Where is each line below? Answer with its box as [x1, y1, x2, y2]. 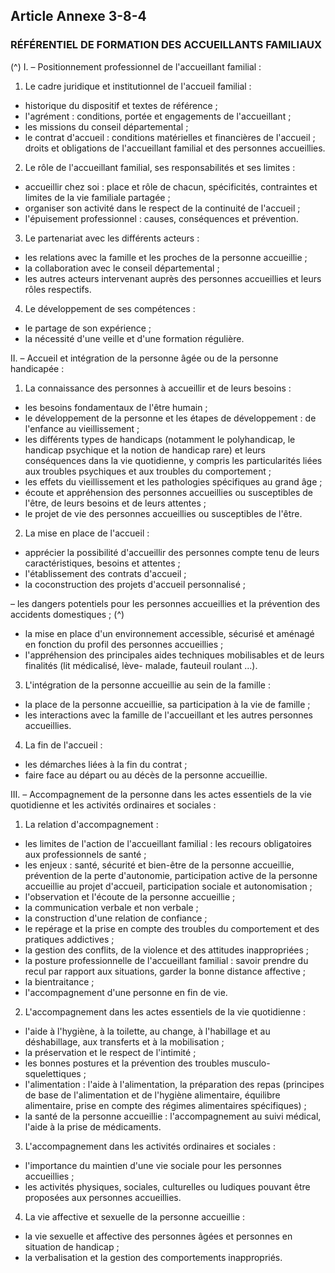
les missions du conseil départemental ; [24, 120, 189, 133]
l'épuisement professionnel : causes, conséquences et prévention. [24, 212, 299, 224]
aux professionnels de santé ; [24, 848, 147, 860]
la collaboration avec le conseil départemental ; [24, 262, 220, 274]
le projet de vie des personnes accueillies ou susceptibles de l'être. [24, 507, 303, 519]
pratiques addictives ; [24, 933, 115, 945]
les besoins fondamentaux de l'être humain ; [24, 401, 208, 413]
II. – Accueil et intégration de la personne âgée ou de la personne [10, 352, 279, 364]
